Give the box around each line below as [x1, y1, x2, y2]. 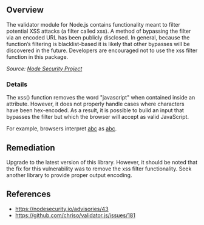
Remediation [6, 143, 56, 153]
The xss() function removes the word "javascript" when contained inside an [6, 94, 195, 101]
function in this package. [6, 53, 69, 60]
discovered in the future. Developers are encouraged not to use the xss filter [6, 47, 198, 54]
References [6, 189, 51, 200]
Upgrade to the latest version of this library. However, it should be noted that [6, 158, 198, 166]
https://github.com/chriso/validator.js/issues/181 [15, 212, 135, 219]
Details [6, 80, 28, 89]
